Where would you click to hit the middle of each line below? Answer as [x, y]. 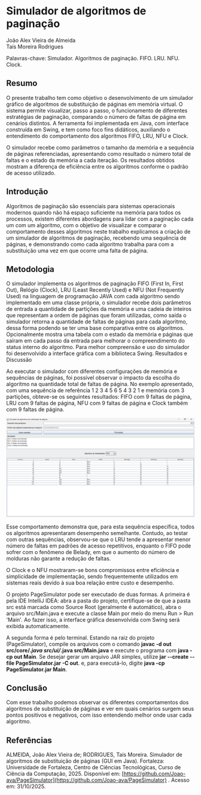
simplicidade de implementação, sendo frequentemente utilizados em [92, 576]
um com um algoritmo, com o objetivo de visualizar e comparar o [86, 225]
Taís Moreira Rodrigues [35, 47]
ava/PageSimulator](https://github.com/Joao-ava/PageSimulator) [86, 780]
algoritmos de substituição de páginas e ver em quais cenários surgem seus [100, 709]
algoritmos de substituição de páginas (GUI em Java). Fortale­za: [85, 761]
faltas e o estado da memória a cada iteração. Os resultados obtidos [90, 160]
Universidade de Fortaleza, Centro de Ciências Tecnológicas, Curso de [94, 768]
